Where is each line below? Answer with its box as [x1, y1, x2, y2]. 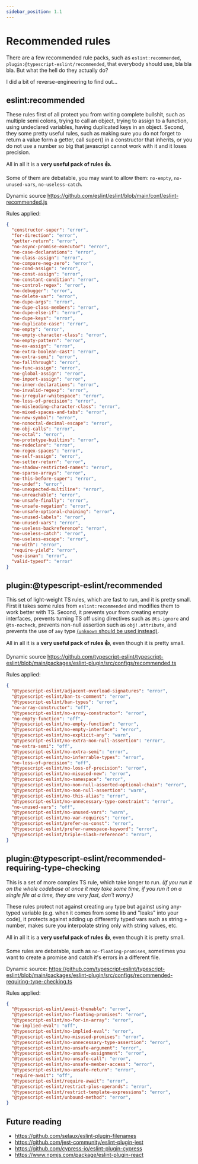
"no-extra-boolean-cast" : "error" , [11, 349, 100, 355]
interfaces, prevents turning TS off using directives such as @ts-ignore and [6, 615, 190, 622]
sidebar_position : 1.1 [6, 8, 62, 15]
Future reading [6, 1116, 62, 1127]
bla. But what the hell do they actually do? [6, 67, 108, 74]
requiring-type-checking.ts [6, 978, 72, 985]
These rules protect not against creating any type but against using [6, 903, 170, 910]
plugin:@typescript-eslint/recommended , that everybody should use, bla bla [6, 60, 192, 67]
